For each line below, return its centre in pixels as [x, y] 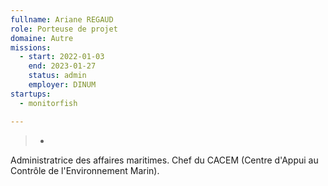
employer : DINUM [62, 85]
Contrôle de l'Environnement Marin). [85, 170]
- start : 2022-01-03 [62, 57]
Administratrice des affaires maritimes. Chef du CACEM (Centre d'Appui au [164, 160]
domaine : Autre [42, 38]
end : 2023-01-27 [62, 66]
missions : [31, 47]
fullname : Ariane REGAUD [62, 19]
